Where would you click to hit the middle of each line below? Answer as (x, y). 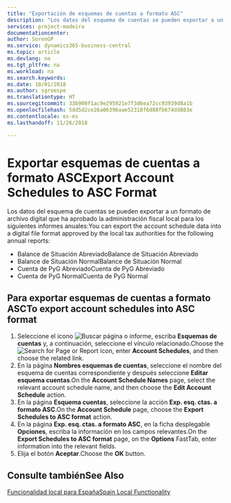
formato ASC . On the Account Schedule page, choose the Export (110, 410)
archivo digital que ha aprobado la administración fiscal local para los (106, 219)
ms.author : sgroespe (37, 91)
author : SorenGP (30, 39)
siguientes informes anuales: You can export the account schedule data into (114, 226)
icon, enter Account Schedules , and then (159, 351)
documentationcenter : (38, 33)
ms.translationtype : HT (41, 97)
